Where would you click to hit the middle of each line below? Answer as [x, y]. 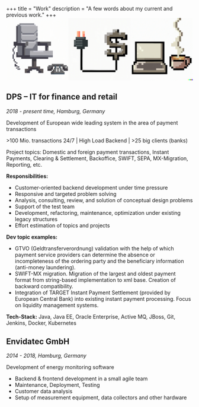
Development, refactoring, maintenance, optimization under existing [97, 212]
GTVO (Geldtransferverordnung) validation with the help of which [94, 248]
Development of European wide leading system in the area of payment [92, 123]
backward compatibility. [44, 286]
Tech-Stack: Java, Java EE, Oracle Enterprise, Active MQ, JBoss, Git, [91, 316]
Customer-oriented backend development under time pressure [91, 187]
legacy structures [36, 219]
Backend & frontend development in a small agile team [81, 379]
